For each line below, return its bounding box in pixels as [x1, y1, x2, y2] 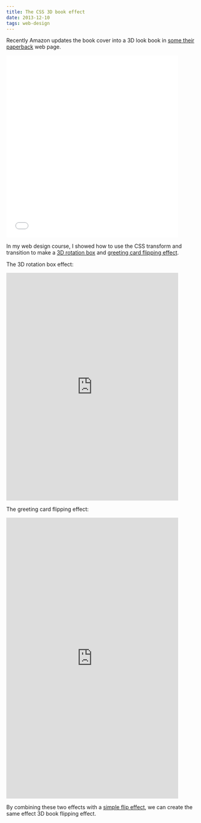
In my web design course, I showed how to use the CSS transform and [6, 242, 182, 250]
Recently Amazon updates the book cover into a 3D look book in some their [6, 37, 195, 44]
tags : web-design [6, 20, 50, 26]
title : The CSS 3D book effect [6, 9, 85, 15]
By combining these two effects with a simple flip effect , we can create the [6, 804, 193, 811]
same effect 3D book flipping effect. [6, 810, 97, 818]
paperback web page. [6, 43, 62, 50]
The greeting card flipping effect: [6, 505, 89, 513]
